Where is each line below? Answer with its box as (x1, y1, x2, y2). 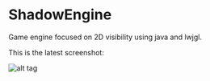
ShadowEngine (8, 6, 112, 24)
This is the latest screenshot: (8, 47, 105, 57)
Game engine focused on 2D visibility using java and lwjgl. (8, 32, 202, 42)
